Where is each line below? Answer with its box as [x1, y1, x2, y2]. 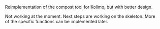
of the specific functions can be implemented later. [5, 19, 108, 24]
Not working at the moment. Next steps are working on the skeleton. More [5, 14, 156, 19]
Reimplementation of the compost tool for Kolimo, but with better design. [5, 4, 153, 10]
